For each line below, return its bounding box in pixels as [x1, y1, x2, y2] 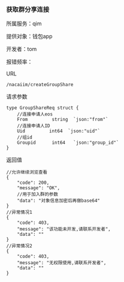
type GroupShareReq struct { [6, 105, 79, 111]
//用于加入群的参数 [17, 192, 59, 198]
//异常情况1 [6, 210, 33, 216]
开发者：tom [6, 46, 37, 53]
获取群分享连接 [6, 5, 50, 13]
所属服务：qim [6, 20, 42, 28]
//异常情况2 [6, 243, 33, 249]
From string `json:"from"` [17, 117, 109, 123]
